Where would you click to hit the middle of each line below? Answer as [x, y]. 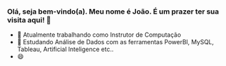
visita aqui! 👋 [29, 20]
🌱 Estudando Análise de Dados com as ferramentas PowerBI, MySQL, [115, 42]
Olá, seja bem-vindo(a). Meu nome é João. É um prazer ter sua [113, 12]
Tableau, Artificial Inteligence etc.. [65, 49]
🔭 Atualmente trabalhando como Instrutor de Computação [99, 35]
